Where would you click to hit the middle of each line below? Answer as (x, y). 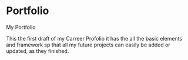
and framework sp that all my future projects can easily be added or (88, 45)
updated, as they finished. (38, 51)
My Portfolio (21, 27)
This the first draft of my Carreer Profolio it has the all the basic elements (94, 38)
